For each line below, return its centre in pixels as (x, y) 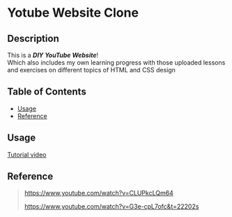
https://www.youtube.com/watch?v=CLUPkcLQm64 (99, 193)
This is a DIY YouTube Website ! (53, 55)
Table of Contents (47, 92)
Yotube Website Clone (73, 13)
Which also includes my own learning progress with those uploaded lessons (116, 63)
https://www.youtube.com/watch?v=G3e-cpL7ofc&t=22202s (111, 207)
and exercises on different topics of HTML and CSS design (92, 70)
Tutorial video (27, 154)
